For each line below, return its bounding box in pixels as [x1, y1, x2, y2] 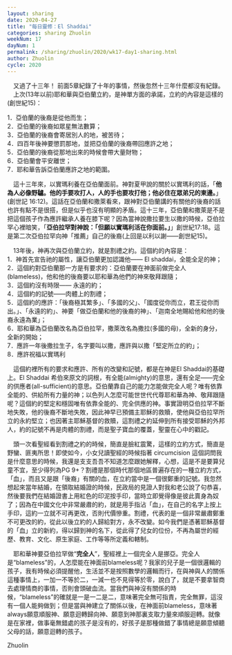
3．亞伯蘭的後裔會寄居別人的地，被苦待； [7, 131, 126, 139]
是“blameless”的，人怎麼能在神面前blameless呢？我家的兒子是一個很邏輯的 [7, 558, 222, 567]
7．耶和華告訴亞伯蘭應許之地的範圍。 [7, 165, 114, 173]
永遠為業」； [12, 315, 47, 323]
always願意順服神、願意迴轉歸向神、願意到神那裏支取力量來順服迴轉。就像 [7, 609, 221, 618]
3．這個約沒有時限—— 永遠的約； [7, 281, 104, 289]
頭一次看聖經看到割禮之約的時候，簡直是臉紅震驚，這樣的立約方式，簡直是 [12, 439, 225, 448]
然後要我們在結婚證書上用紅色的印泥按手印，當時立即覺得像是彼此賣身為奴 [7, 491, 219, 500]
